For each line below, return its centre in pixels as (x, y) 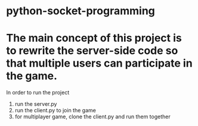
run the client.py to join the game (55, 111)
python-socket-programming (81, 11)
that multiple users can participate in (99, 63)
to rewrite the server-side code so (92, 51)
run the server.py (36, 104)
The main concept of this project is (94, 38)
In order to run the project (38, 93)
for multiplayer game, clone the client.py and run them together (93, 116)
